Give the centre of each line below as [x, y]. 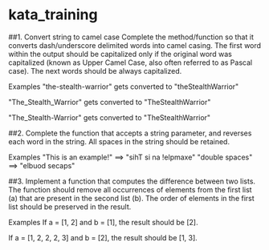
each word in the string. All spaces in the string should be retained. [119, 141]
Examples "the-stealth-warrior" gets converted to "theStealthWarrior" [124, 87]
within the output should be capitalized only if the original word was [120, 54]
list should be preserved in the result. [70, 207]
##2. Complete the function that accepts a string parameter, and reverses [130, 133]
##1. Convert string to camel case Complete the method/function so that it [131, 37]
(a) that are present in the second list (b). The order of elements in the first [131, 198]
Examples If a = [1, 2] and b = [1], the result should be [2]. [103, 222]
